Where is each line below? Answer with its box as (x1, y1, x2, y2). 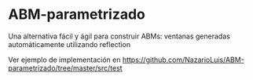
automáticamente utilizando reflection (8, 39, 131, 49)
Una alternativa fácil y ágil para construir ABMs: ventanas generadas (8, 31, 230, 41)
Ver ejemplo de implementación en (8, 55, 121, 64)
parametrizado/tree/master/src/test (8, 63, 123, 72)
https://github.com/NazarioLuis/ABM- (122, 55, 245, 64)
